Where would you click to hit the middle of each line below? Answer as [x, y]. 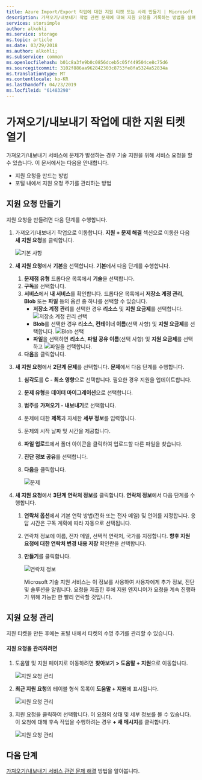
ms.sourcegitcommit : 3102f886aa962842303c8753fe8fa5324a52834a [87, 68]
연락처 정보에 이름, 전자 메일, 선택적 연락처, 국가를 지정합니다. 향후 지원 [107, 535]
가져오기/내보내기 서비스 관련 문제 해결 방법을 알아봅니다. [73, 771]
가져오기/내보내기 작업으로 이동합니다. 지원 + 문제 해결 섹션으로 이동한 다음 [103, 232]
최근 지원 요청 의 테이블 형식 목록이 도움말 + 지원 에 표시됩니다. [87, 688]
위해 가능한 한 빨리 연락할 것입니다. [71, 597]
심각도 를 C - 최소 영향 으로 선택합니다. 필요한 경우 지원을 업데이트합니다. [108, 379]
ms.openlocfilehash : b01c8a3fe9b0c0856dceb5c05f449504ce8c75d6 [87, 62]
